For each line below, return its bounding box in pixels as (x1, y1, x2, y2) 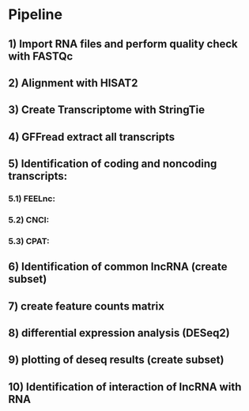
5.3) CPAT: (8, 235, 50, 246)
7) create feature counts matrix (8, 299, 164, 313)
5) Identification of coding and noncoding (8, 157, 217, 171)
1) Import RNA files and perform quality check (8, 37, 239, 51)
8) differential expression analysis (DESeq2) (8, 326, 231, 340)
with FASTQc (8, 49, 74, 63)
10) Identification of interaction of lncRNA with (8, 380, 242, 394)
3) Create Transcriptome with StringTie (8, 103, 206, 116)
